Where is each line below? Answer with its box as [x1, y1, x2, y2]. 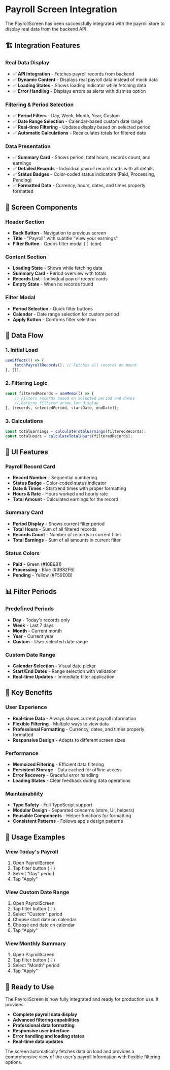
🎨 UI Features [5, 448, 48, 457]
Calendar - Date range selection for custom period [12, 311, 119, 317]
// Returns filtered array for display [14, 400, 99, 406]
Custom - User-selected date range [12, 638, 88, 644]
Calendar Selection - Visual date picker [12, 663, 96, 669]
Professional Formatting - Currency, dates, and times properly [12, 726, 145, 732]
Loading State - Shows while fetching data [12, 265, 103, 271]
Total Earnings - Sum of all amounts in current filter [12, 537, 121, 543]
